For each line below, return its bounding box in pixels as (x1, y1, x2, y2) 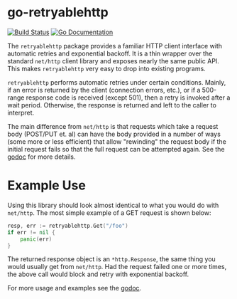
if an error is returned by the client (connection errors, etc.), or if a (7, 85, 201, 94)
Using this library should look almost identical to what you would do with (7, 201, 219, 209)
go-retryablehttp (7, 4, 109, 21)
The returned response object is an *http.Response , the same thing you (7, 255, 216, 263)
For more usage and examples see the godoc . (7, 284, 142, 293)
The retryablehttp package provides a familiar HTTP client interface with (7, 41, 222, 50)
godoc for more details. (7, 152, 76, 161)
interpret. (7, 108, 35, 117)
